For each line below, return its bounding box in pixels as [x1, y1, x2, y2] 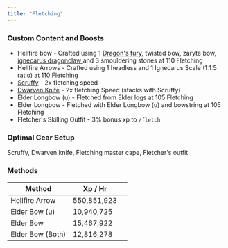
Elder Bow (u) [10, 206, 55, 216]
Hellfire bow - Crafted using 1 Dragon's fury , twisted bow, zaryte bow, [17, 49, 217, 57]
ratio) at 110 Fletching [17, 71, 78, 79]
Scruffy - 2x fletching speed [17, 78, 98, 87]
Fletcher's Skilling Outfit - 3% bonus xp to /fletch [17, 115, 161, 124]
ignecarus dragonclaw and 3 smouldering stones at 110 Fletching [17, 56, 203, 65]
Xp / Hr [82, 183, 107, 193]
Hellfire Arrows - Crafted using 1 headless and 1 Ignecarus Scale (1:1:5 [17, 63, 217, 72]
